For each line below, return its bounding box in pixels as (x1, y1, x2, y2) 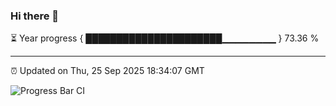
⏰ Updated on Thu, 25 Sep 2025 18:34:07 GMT (10, 65, 205, 77)
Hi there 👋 (10, 9, 60, 23)
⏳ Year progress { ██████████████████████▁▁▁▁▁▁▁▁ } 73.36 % (10, 32, 320, 44)
